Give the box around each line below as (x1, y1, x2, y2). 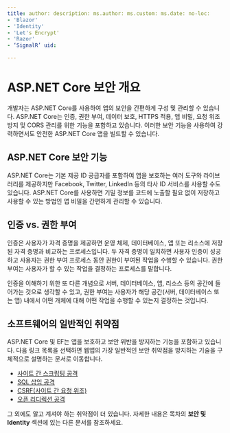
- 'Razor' (7, 36, 36, 43)
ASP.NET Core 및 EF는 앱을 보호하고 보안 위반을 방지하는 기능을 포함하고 (7, 337, 204, 346)
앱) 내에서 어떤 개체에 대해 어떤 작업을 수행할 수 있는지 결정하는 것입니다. (14, 296, 209, 304)
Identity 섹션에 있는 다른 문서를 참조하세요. (7, 419, 124, 427)
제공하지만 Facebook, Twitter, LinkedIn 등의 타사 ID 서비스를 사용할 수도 (25, 179, 221, 188)
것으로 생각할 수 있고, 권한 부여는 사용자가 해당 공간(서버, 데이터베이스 (25, 287, 213, 296)
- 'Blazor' (7, 16, 38, 23)
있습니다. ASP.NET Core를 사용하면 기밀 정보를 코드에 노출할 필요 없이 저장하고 (7, 188, 220, 197)
